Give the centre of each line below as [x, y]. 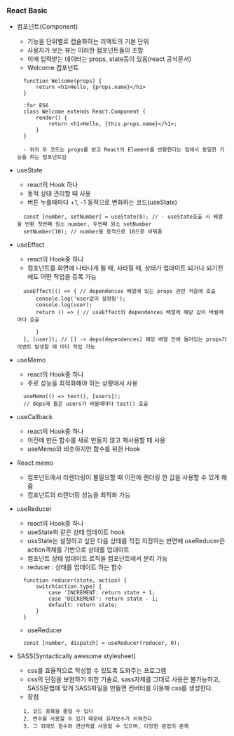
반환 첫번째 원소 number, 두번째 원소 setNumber [88, 224]
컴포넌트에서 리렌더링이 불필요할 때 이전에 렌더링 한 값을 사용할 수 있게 [123, 477]
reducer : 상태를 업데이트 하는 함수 [75, 567]
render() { [51, 118]
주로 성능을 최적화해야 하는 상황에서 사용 [82, 383]
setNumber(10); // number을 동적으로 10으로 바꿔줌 [93, 232]
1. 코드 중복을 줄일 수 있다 [58, 711]
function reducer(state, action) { [75, 580]
